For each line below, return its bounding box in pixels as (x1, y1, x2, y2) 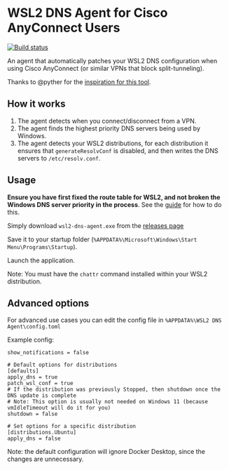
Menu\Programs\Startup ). (7, 242, 78, 250)
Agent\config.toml (7, 323, 61, 330)
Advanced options (7, 297, 90, 309)
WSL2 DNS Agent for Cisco (7, 5, 168, 21)
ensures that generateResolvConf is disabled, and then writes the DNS (17, 146, 218, 155)
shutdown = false (7, 410, 58, 418)
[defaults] (7, 368, 39, 375)
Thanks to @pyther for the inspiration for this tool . (7, 77, 152, 86)
